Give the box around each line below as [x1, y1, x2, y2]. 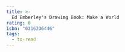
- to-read [11, 36, 36, 42]
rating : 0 [6, 20, 31, 26]
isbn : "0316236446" [6, 25, 55, 32]
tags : [6, 31, 20, 37]
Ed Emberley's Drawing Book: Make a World [11, 14, 120, 20]
